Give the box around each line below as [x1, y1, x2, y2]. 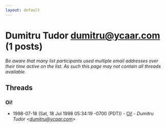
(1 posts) [5, 41, 43, 52]
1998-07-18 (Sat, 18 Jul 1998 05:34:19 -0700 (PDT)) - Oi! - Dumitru [12, 111, 154, 117]
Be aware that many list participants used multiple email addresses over [5, 58, 159, 64]
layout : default [5, 7, 40, 13]
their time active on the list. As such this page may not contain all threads [5, 63, 161, 69]
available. [5, 68, 27, 75]
